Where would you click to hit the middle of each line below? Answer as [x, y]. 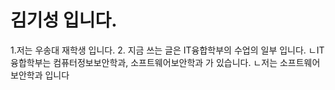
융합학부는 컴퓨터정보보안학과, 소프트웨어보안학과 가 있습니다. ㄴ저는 [144, 62]
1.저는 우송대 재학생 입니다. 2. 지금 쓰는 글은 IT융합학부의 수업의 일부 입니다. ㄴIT [167, 50]
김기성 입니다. [64, 20]
